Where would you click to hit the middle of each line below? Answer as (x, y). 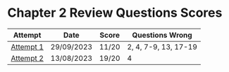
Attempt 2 (27, 58)
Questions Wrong (162, 35)
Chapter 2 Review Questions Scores (115, 13)
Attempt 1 (27, 47)
